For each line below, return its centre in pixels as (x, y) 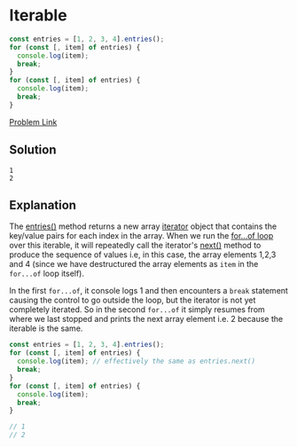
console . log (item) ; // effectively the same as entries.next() (136, 361)
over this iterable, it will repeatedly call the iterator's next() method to (135, 246)
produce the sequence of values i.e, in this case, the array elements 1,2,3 (143, 255)
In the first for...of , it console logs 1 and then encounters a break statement (148, 291)
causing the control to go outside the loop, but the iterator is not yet (133, 300)
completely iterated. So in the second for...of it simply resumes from (137, 310)
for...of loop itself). (47, 274)
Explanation (43, 205)
